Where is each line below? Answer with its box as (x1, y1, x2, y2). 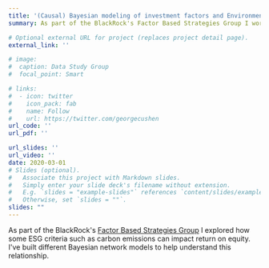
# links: (8, 85, 38, 93)
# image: (8, 55, 38, 64)
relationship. (8, 250, 50, 260)
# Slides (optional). (8, 166, 81, 174)
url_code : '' (8, 122, 52, 130)
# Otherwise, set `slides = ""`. (8, 196, 127, 204)
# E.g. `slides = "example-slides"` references (8, 189, 178, 197)
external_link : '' (8, 41, 70, 49)
